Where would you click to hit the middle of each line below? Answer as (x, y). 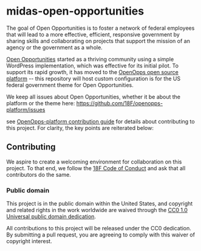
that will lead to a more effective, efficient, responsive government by (93, 34)
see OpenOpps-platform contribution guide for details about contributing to (101, 121)
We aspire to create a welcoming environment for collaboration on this (94, 162)
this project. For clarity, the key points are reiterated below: (80, 128)
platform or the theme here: (41, 103)
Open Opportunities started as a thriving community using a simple (90, 59)
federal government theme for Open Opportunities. (70, 85)
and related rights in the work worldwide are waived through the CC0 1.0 (97, 210)
